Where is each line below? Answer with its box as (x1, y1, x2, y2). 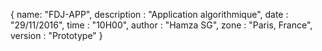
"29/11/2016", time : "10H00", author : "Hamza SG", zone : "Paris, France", (10, 19, 313, 31)
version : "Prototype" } (10, 30, 103, 41)
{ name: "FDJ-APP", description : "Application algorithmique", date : (10, 9, 289, 20)
